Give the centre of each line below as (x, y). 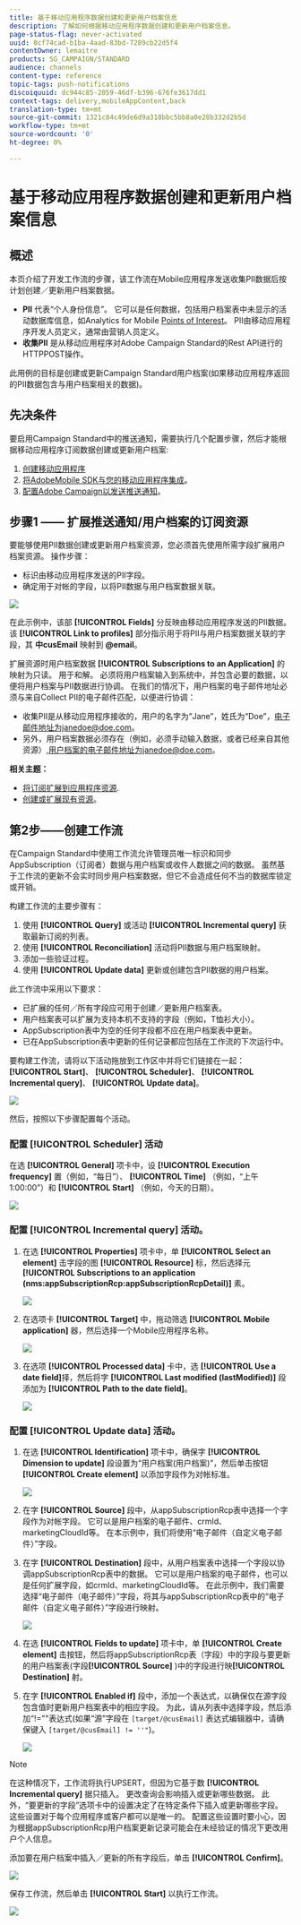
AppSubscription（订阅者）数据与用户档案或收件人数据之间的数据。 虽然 (143, 864)
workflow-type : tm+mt (50, 126)
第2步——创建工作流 (66, 830)
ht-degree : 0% (36, 142)
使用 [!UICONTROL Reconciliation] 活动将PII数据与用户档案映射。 (144, 948)
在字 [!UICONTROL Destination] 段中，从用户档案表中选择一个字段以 (150, 1563)
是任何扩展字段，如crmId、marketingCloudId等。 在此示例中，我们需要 (153, 1586)
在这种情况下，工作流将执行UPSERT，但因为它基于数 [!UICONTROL (134, 1783)
